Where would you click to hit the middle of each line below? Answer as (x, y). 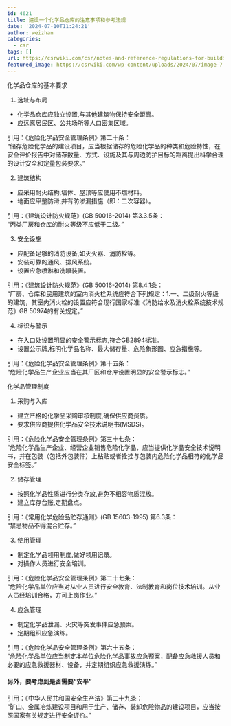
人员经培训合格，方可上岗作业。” (52, 595)
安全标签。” (22, 464)
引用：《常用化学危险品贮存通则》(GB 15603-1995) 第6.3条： (92, 517)
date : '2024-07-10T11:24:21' (49, 26)
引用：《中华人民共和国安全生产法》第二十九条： (75, 698)
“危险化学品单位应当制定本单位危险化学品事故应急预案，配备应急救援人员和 (114, 656)
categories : (24, 39)
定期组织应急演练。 (44, 633)
